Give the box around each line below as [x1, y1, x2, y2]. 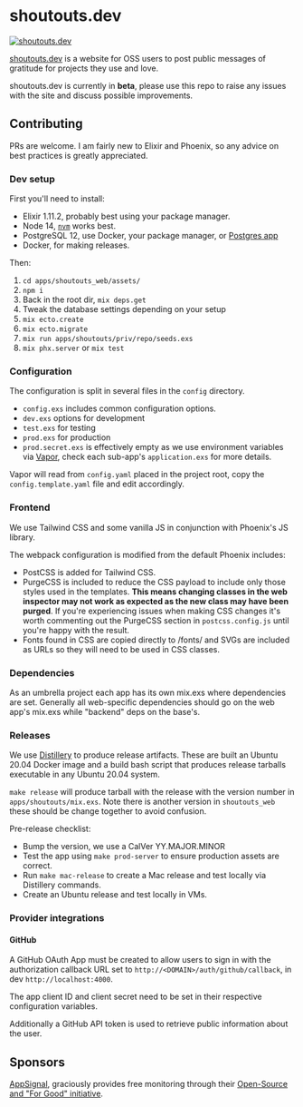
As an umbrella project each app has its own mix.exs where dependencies [9, 687, 287, 698]
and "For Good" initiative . [9, 1088, 104, 1099]
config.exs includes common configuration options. [22, 403, 217, 414]
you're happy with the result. [22, 624, 129, 635]
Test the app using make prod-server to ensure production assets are [22, 850, 280, 862]
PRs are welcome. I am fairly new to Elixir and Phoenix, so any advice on [9, 140, 279, 151]
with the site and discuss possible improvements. [9, 90, 193, 101]
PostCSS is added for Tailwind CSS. [22, 566, 156, 577]
